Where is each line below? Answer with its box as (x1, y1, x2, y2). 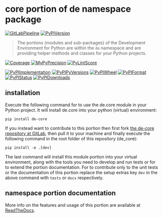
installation (5, 89, 40, 97)
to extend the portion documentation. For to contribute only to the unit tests (5, 164, 159, 170)
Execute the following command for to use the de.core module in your (5, 102, 147, 108)
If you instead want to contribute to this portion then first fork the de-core (5, 125, 154, 131)
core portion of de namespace (5, 3, 131, 15)
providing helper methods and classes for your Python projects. (17, 50, 147, 56)
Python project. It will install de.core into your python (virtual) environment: (5, 107, 157, 113)
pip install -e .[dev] (5, 145, 52, 150)
